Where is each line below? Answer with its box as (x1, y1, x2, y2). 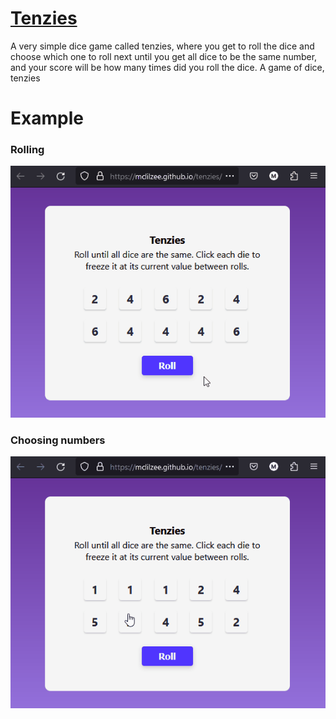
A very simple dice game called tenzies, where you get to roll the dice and (10, 40, 315, 52)
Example (10, 107, 84, 130)
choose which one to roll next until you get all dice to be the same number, (10, 50, 318, 62)
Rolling (10, 143, 45, 157)
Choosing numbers (10, 433, 106, 447)
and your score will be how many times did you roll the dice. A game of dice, (10, 61, 325, 73)
